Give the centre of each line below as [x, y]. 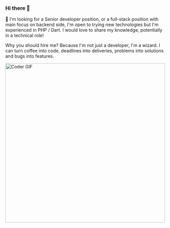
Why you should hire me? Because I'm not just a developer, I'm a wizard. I [83, 45]
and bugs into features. [30, 56]
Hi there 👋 [18, 8]
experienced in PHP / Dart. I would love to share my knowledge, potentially [84, 30]
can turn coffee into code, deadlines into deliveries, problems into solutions [84, 51]
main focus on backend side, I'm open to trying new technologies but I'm [82, 24]
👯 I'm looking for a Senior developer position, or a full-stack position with [82, 19]
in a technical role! [25, 36]
